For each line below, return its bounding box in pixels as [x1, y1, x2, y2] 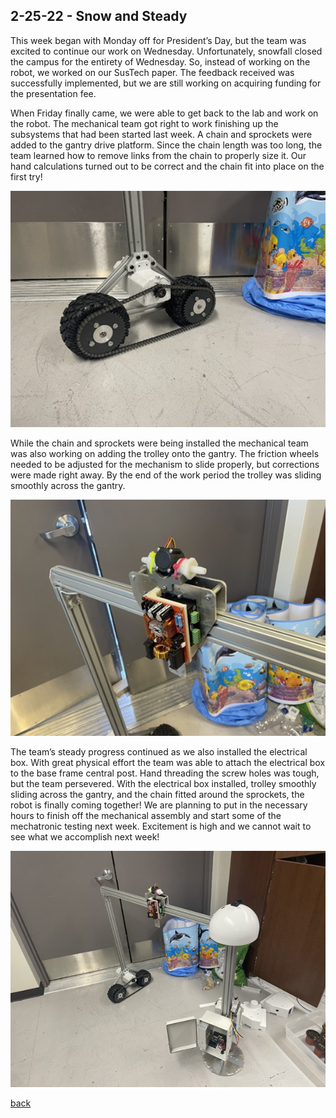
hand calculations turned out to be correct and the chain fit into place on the [10, 160, 325, 172]
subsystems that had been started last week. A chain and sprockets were [10, 128, 313, 140]
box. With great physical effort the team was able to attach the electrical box [10, 757, 326, 769]
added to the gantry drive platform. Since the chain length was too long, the [10, 139, 323, 151]
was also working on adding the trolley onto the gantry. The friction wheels [10, 447, 320, 459]
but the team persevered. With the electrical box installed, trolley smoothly [10, 778, 317, 790]
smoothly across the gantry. [10, 479, 126, 491]
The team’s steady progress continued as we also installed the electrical [10, 746, 308, 758]
